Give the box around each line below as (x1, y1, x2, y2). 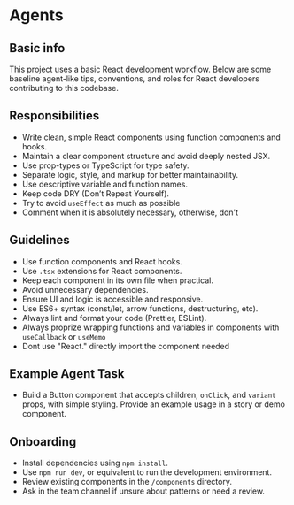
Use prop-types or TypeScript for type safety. (21, 160, 190, 171)
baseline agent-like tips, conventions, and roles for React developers (9, 73, 259, 84)
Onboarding (9, 434, 77, 449)
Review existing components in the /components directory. (21, 477, 233, 487)
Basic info (9, 41, 66, 56)
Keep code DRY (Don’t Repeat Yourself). (21, 187, 170, 199)
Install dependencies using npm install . (21, 457, 168, 469)
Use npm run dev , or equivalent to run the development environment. (21, 467, 273, 478)
